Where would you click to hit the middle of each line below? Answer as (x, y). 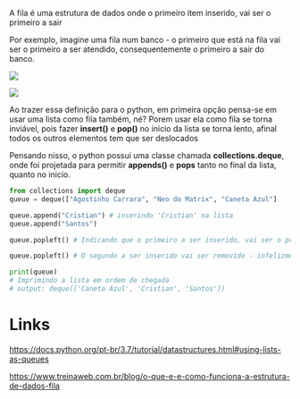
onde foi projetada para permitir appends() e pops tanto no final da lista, (143, 165)
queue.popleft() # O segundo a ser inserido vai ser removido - (131, 256)
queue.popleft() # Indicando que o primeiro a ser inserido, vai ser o (145, 240)
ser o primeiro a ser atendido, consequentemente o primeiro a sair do (137, 49)
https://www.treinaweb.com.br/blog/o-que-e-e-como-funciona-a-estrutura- (150, 376)
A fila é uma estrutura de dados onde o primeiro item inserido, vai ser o (140, 13)
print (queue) (33, 272)
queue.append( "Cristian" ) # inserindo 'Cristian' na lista (121, 215)
